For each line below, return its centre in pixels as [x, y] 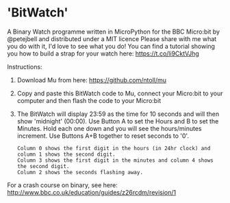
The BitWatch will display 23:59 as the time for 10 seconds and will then [118, 114]
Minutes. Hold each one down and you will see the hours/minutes [109, 128]
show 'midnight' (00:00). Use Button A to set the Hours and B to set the [118, 121]
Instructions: [25, 67]
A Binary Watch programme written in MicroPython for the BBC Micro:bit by [114, 32]
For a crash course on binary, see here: [63, 185]
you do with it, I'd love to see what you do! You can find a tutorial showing [111, 46]
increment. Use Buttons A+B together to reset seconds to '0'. [103, 136]
